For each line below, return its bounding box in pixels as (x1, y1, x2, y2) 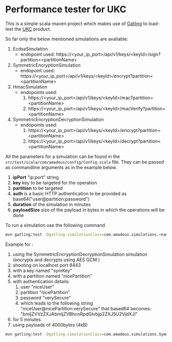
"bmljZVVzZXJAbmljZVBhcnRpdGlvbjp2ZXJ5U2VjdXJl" (20, 311, 138, 317)
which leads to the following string (20, 300, 93, 306)
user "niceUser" (20, 284, 55, 290)
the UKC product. (14, 26, 51, 32)
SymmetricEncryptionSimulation (12, 62, 81, 68)
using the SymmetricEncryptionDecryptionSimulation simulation (12, 251, 147, 257)
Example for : (5, 241, 33, 247)
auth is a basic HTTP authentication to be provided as (12, 190, 127, 196)
